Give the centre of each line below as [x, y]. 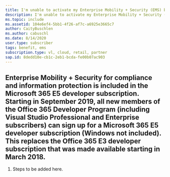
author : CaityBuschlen [29, 29]
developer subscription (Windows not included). [83, 133]
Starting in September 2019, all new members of [83, 101]
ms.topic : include [25, 19]
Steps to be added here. [38, 169]
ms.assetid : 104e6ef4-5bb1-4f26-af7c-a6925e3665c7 [60, 24]
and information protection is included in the [77, 85]
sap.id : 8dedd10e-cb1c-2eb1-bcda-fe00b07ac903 [55, 57]
